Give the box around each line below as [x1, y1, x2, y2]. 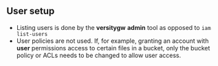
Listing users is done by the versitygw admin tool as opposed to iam [16, 23, 211, 31]
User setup [6, 5, 55, 17]
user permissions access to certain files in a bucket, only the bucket [16, 44, 210, 52]
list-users [16, 31, 48, 37]
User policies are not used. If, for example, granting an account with [16, 37, 209, 45]
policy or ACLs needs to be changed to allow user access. [16, 51, 182, 59]
